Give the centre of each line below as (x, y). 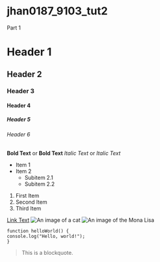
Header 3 (21, 91)
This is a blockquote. (47, 252)
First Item (27, 195)
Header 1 (29, 52)
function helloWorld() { (38, 231)
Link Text (18, 220)
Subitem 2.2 (39, 184)
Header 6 (19, 134)
